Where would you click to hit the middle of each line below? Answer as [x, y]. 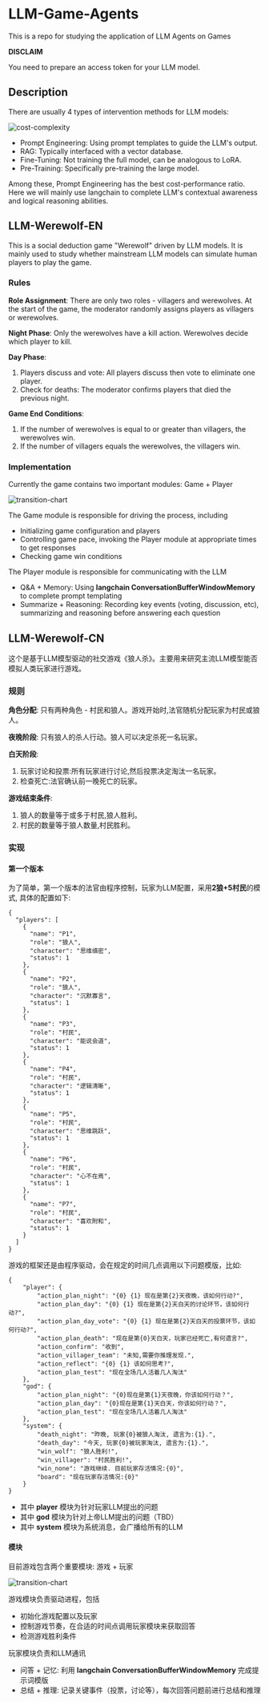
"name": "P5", [53, 1114]
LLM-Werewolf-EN [56, 226]
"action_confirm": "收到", [81, 1347]
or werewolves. [34, 317]
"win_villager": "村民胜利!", [85, 1460]
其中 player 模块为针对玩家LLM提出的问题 [89, 1507]
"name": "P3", [53, 1024]
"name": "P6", [53, 1159]
